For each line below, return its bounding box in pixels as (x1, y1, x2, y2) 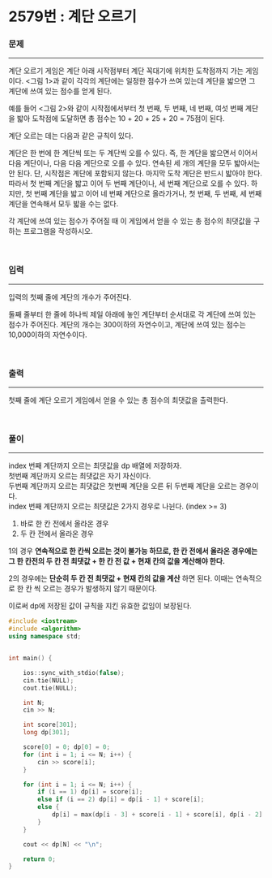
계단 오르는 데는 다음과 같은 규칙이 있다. (8, 131, 134, 141)
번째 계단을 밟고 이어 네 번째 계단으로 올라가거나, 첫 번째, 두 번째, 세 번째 (33, 188, 262, 199)
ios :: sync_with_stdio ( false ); (23, 668, 125, 677)
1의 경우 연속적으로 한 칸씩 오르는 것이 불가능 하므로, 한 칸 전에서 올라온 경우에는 (8, 546, 258, 556)
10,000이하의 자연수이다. (8, 330, 87, 340)
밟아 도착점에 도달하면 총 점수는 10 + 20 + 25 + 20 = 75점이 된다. (16, 114, 225, 123)
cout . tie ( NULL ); (23, 684, 79, 692)
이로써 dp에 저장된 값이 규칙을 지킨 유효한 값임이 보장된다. (8, 601, 192, 611)
